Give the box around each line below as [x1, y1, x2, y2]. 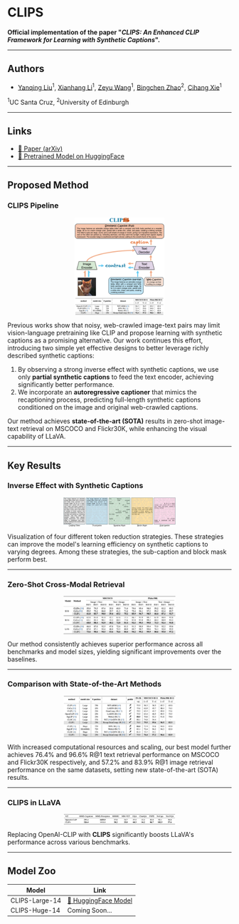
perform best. [7, 555, 48, 564]
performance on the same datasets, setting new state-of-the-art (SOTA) [7, 765, 219, 774]
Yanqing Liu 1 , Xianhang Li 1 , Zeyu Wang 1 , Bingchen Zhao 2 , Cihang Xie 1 [17, 81, 222, 91]
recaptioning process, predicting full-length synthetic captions [17, 395, 201, 404]
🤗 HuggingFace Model [67, 896, 133, 905]
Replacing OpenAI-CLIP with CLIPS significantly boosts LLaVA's [7, 830, 194, 838]
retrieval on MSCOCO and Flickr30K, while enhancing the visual [20, 425, 208, 433]
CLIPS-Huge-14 [10, 906, 60, 915]
